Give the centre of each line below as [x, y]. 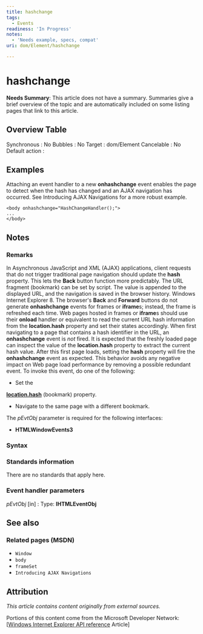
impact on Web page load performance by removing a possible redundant [98, 365]
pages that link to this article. [42, 110]
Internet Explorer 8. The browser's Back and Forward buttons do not [92, 300]
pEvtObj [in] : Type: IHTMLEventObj [52, 504]
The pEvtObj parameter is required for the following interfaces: [85, 418]
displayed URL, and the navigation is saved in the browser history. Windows [101, 294]
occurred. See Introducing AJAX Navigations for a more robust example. [97, 197]
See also [23, 523]
